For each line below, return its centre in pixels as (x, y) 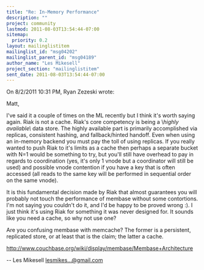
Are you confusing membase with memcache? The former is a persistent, (99, 230)
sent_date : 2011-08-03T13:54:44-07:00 (56, 75)
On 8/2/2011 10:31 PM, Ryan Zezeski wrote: (60, 92)
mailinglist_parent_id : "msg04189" (52, 57)
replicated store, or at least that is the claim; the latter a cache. (85, 236)
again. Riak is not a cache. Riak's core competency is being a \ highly (93, 122)
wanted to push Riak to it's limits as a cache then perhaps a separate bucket (102, 148)
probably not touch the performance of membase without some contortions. (102, 199)
